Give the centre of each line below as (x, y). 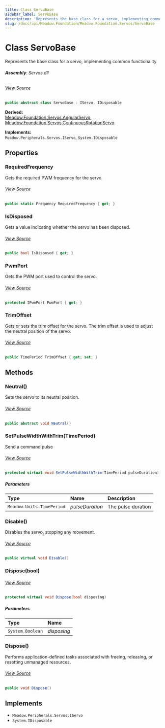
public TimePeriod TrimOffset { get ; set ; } (51, 357)
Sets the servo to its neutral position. (42, 397)
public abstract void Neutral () (38, 423)
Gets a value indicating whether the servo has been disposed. (68, 227)
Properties (22, 153)
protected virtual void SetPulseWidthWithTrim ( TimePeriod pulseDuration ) (82, 473)
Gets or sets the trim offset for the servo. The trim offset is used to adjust (79, 326)
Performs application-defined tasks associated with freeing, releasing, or (79, 657)
